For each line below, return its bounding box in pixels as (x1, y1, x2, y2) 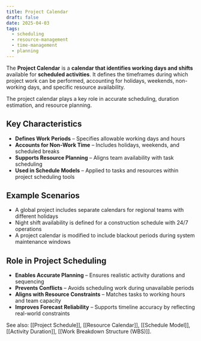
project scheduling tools (14, 173, 75, 180)
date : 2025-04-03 (6, 20, 50, 26)
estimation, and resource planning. (6, 101, 92, 109)
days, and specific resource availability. (27, 83, 125, 91)
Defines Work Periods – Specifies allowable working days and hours (14, 134, 185, 142)
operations (14, 226, 42, 233)
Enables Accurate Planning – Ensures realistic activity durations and (14, 271, 185, 279)
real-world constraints (14, 310, 70, 317)
